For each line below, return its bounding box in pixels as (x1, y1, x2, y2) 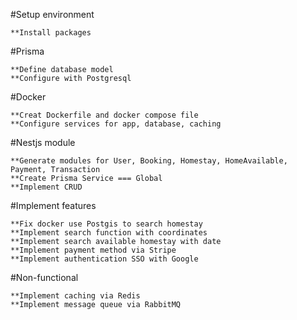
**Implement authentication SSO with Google (10, 254, 199, 264)
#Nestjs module (10, 137, 76, 148)
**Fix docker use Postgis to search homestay (10, 219, 203, 229)
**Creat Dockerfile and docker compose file (10, 110, 199, 120)
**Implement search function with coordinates (10, 228, 208, 238)
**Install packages (10, 28, 92, 38)
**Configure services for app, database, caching (10, 119, 222, 129)
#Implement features (10, 200, 97, 211)
